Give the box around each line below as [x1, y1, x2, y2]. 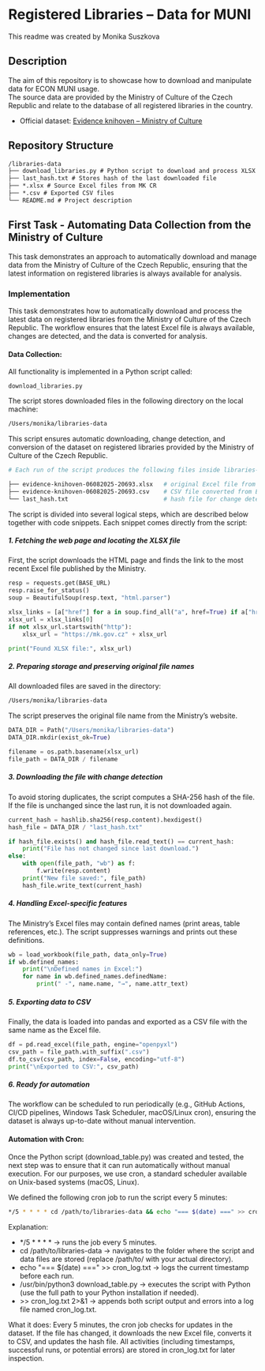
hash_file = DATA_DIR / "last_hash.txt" [8, 823, 144, 831]
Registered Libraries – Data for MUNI [8, 6, 252, 24]
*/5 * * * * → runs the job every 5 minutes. [19, 1238, 158, 1247]
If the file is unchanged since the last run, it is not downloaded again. [8, 800, 233, 810]
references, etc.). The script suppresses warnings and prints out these [8, 926, 238, 937]
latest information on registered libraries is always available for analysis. [8, 269, 242, 278]
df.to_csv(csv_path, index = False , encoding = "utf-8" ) [8, 1055, 185, 1063]
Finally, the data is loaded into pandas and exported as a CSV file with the [8, 1016, 248, 1026]
